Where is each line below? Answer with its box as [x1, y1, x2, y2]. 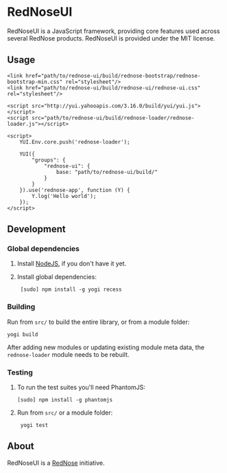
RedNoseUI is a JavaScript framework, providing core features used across [7, 27, 221, 35]
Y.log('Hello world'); [32, 192, 97, 199]
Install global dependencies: [16, 273, 97, 281]
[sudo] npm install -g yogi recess [20, 286, 122, 293]
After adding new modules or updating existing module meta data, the [7, 343, 204, 351]
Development [7, 223, 67, 235]
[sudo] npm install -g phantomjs [16, 397, 113, 404]
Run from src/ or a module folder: [16, 408, 113, 417]
